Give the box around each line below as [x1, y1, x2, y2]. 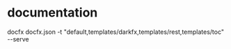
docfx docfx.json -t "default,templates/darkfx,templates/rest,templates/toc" [7, 28, 225, 36]
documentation [7, 5, 98, 21]
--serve [7, 35, 29, 43]
